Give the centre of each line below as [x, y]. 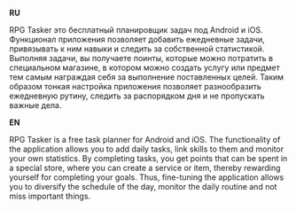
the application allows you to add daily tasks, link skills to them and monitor [147, 149]
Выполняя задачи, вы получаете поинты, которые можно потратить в [141, 58]
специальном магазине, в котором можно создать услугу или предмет [145, 67]
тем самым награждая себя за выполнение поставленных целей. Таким [147, 77]
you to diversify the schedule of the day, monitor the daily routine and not [143, 187]
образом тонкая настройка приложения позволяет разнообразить [135, 86]
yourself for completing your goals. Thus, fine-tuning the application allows [147, 177]
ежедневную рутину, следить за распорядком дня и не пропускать [137, 96]
